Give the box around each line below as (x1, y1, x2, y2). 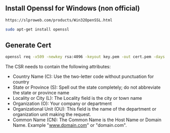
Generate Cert (5, 41, 51, 49)
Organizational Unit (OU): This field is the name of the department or (12, 106, 157, 112)
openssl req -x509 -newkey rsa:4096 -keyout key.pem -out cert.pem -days (5, 55, 165, 60)
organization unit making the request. (12, 112, 92, 118)
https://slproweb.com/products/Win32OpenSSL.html (5, 17, 113, 22)
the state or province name (12, 90, 70, 96)
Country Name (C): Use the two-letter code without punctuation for (12, 73, 154, 79)
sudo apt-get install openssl (5, 26, 70, 32)
